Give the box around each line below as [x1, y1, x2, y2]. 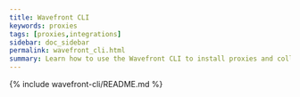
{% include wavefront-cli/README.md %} [9, 79, 163, 89]
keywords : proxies [9, 21, 78, 30]
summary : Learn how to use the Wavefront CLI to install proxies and [9, 54, 274, 63]
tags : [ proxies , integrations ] [9, 29, 122, 38]
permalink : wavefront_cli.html [9, 46, 126, 55]
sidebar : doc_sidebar [9, 37, 90, 47]
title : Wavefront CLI [9, 12, 90, 22]
